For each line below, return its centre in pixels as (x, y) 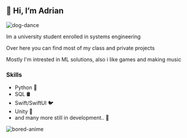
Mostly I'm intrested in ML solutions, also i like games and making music (94, 59)
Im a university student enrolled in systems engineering (73, 37)
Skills (14, 74)
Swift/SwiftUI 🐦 (34, 103)
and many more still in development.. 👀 (62, 118)
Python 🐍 (26, 88)
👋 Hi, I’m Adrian (35, 11)
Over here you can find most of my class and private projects (81, 48)
